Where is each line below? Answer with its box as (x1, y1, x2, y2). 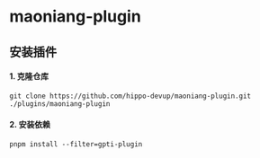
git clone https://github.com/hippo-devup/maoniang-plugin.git (9, 92, 252, 101)
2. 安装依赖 (9, 119, 51, 130)
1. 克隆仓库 (9, 71, 49, 82)
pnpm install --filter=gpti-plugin (9, 139, 143, 149)
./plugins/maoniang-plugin (9, 99, 111, 109)
